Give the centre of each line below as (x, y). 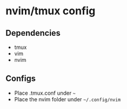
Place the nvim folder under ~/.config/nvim (67, 99)
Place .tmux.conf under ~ (45, 93)
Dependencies (33, 33)
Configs (21, 79)
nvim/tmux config (50, 11)
